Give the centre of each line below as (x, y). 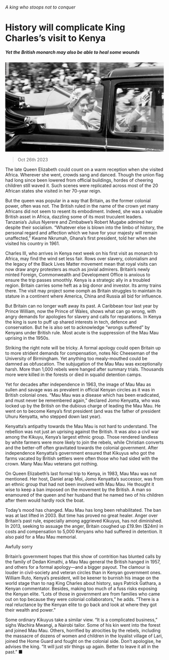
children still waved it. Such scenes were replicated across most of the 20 (82, 186)
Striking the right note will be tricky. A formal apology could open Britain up (83, 348)
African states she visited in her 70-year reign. (53, 191)
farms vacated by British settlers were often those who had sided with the (82, 458)
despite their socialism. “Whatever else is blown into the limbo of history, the (84, 227)
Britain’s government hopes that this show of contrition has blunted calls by (83, 557)
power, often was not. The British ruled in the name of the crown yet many (82, 206)
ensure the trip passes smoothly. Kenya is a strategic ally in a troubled (78, 280)
